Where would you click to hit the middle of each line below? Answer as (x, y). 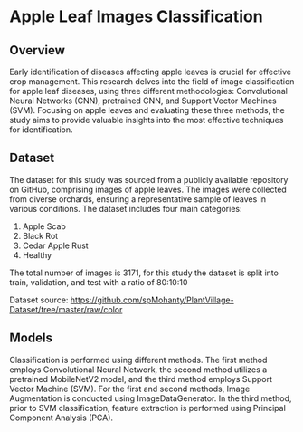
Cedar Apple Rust (55, 245)
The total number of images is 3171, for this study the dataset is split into (144, 273)
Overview (38, 50)
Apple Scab (44, 226)
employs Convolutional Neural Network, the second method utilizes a (138, 370)
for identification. (41, 130)
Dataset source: (39, 300)
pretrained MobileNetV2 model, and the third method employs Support (141, 379)
